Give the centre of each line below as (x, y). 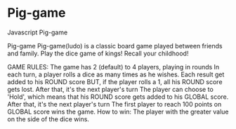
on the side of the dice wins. (48, 119)
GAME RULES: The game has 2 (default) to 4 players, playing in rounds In (113, 67)
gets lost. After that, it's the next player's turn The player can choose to (111, 89)
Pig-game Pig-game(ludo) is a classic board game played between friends (115, 46)
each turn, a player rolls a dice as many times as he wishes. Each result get (116, 74)
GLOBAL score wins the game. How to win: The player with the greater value (118, 111)
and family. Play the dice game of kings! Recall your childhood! (98, 53)
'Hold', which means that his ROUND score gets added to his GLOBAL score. (118, 97)
